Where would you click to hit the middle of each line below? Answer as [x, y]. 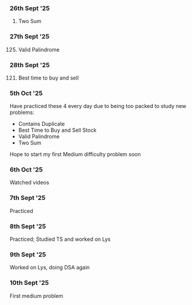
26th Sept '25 [30, 8]
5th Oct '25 [26, 93]
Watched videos [30, 183]
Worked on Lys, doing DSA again [50, 268]
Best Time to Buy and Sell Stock [57, 130]
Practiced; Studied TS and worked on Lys [60, 239]
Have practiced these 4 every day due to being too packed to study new [98, 106]
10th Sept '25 [29, 283]
